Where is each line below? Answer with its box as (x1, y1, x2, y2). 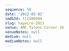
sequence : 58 (5, 7, 32, 12)
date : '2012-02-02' (5, 12, 45, 17)
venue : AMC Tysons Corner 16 (5, 25, 64, 30)
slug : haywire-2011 (5, 20, 45, 26)
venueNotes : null (5, 30, 40, 34)
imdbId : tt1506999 (5, 16, 42, 21)
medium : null (5, 34, 32, 39)
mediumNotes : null (5, 39, 42, 44)
